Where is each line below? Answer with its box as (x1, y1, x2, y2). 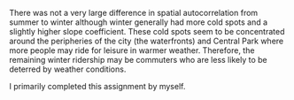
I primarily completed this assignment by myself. (9, 81, 186, 91)
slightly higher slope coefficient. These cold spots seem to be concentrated (9, 27, 285, 36)
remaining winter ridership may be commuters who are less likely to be (9, 55, 267, 65)
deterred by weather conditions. (9, 64, 127, 74)
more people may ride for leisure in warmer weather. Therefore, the (9, 45, 255, 56)
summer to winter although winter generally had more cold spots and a (9, 17, 268, 27)
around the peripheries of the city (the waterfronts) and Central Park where (9, 35, 284, 46)
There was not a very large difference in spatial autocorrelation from (9, 8, 259, 18)
